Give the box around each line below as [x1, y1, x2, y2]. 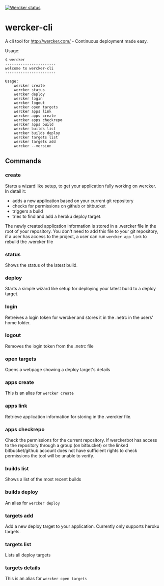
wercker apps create [14, 113, 56, 118]
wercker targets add [14, 139, 56, 144]
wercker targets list [14, 135, 58, 140]
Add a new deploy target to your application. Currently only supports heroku [5, 523, 160, 529]
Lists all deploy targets [5, 552, 51, 558]
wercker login [14, 96, 43, 101]
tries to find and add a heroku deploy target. [12, 213, 102, 219]
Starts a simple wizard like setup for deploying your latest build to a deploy [5, 286, 156, 292]
